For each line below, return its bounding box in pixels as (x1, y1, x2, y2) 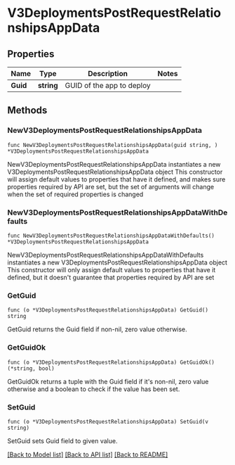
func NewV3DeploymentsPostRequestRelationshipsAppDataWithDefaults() (7, 232, 215, 239)
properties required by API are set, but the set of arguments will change (7, 182, 215, 191)
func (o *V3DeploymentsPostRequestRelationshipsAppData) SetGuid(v (7, 418, 209, 425)
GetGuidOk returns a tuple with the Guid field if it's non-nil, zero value (7, 377, 209, 386)
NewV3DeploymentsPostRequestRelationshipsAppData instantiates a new (7, 160, 221, 168)
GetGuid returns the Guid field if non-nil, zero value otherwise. (7, 325, 187, 333)
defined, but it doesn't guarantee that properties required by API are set (7, 273, 215, 281)
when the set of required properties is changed (7, 190, 144, 198)
